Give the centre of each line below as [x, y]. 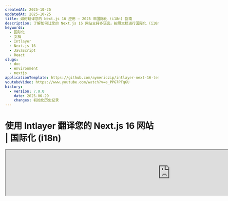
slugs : [12, 60]
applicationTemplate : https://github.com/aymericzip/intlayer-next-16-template [88, 78]
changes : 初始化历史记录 [37, 100]
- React [17, 55]
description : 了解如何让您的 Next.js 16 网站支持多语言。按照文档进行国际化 [76, 23]
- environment [24, 69]
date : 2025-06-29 [31, 96]
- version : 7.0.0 [27, 91]
